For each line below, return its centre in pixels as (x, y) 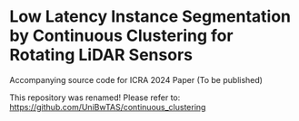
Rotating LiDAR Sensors (101, 55)
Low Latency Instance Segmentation (150, 17)
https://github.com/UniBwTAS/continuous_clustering (108, 107)
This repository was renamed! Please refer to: (95, 98)
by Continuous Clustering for (121, 36)
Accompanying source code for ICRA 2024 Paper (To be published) (136, 79)
